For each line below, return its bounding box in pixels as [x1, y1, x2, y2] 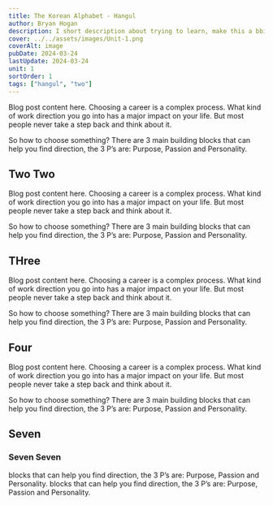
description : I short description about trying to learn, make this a [8, 27, 253, 35]
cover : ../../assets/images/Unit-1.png [8, 34, 144, 43]
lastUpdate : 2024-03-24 [8, 58, 89, 66]
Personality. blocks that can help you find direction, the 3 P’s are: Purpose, [8, 478, 258, 488]
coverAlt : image [8, 42, 63, 50]
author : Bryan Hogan [8, 19, 79, 28]
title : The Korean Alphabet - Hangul [8, 11, 136, 20]
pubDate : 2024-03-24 [8, 50, 79, 58]
